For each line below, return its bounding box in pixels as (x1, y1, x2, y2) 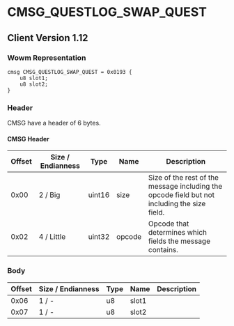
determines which (148, 228, 208, 238)
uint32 (88, 232, 110, 242)
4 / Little (38, 232, 66, 242)
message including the (148, 182, 223, 192)
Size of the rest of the (148, 173, 219, 183)
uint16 (88, 190, 110, 200)
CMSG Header (7, 134, 50, 143)
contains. (148, 245, 179, 255)
